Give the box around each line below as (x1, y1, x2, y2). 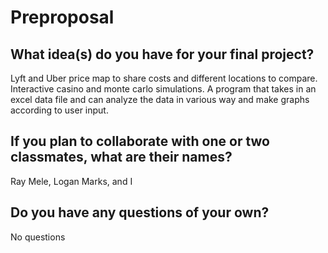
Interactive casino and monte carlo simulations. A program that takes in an (10, 83, 317, 95)
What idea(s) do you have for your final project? (10, 46, 315, 63)
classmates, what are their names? (10, 149, 233, 166)
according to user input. (10, 104, 109, 116)
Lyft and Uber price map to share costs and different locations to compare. (10, 72, 318, 84)
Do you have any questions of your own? (10, 204, 270, 221)
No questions (10, 231, 66, 243)
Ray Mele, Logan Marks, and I (10, 175, 133, 187)
